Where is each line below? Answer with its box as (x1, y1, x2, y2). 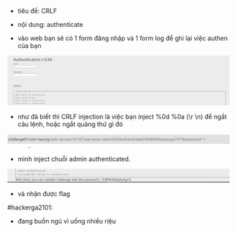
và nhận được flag (17, 190, 71, 198)
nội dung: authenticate (17, 20, 83, 28)
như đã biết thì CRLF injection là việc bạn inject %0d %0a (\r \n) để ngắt (17, 112, 227, 121)
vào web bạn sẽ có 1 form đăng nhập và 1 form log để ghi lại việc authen (17, 34, 228, 42)
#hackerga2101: (7, 203, 53, 212)
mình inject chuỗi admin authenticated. (17, 154, 130, 163)
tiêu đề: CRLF (17, 7, 58, 15)
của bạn (17, 42, 42, 49)
